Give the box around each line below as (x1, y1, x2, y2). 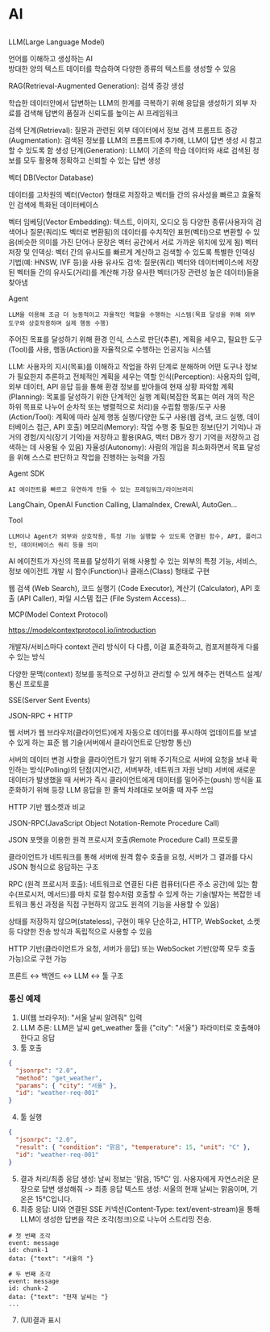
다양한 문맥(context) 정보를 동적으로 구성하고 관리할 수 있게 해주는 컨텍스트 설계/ (8, 668, 263, 678)
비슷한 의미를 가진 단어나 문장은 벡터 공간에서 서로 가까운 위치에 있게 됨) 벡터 (17, 237, 259, 247)
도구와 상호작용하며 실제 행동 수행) (8, 319, 110, 327)
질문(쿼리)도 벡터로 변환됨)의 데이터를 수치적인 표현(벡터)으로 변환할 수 (29, 227, 252, 236)
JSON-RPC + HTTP (8, 710, 73, 720)
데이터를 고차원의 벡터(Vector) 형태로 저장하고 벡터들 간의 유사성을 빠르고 (8, 189, 240, 199)
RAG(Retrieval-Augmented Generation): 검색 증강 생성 (8, 81, 185, 90)
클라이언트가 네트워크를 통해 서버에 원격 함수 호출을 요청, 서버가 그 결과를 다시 (8, 851, 254, 861)
